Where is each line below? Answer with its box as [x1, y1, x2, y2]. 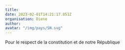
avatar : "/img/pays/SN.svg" [5, 26, 63, 31]
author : [5, 21, 21, 26]
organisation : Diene [5, 16, 48, 21]
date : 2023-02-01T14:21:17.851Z [5, 12, 72, 17]
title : [5, 7, 19, 12]
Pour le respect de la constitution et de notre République [5, 39, 120, 45]
